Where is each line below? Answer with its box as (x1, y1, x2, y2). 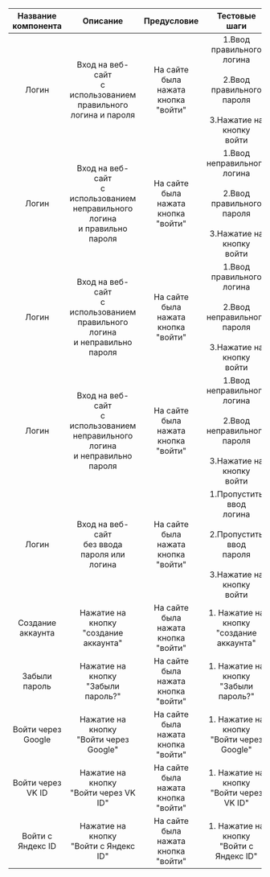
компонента (12, 20, 63, 31)
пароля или (80, 549, 126, 560)
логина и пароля (71, 109, 135, 120)
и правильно (78, 223, 128, 234)
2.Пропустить (209, 529, 264, 540)
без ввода (83, 539, 123, 550)
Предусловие (143, 15, 199, 27)
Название (17, 10, 57, 21)
